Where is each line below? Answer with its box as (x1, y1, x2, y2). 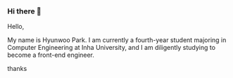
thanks (7, 65, 27, 73)
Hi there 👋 (7, 6, 42, 16)
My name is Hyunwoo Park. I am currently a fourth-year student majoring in (7, 36, 227, 44)
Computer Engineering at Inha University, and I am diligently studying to (7, 44, 216, 52)
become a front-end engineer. (7, 51, 95, 59)
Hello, (7, 22, 25, 31)
